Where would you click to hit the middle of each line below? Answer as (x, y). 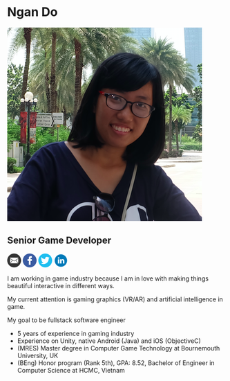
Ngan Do (32, 12)
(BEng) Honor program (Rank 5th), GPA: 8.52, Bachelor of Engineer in (116, 363)
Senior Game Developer (59, 241)
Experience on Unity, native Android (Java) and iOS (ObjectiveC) (109, 341)
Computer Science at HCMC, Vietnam (71, 370)
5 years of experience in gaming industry (76, 333)
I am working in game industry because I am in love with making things (108, 278)
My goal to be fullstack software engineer (67, 320)
